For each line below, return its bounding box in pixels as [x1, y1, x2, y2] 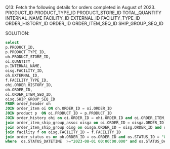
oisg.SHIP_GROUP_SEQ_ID [5, 96, 56, 102]
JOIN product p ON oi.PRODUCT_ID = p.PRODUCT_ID [5, 111, 112, 116]
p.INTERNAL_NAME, [5, 63, 42, 69]
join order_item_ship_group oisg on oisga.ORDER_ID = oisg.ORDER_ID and [5, 125, 162, 130]
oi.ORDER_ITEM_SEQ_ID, [5, 92, 53, 97]
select [5, 40, 19, 45]
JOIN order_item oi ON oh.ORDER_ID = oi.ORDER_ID [5, 106, 112, 111]
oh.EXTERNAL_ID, [5, 73, 39, 78]
